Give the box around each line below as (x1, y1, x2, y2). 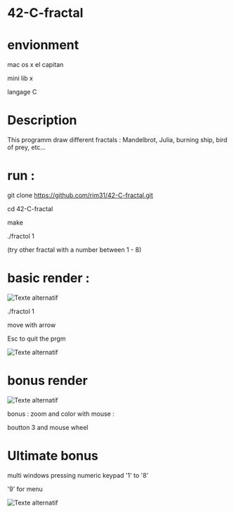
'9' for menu (7, 484, 44, 493)
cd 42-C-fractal (7, 205, 53, 213)
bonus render (7, 373, 88, 388)
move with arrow (7, 320, 56, 329)
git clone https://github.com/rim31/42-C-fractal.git (7, 191, 153, 199)
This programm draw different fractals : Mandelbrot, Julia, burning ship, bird (7, 136, 228, 144)
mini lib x (7, 74, 34, 82)
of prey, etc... (7, 143, 46, 152)
